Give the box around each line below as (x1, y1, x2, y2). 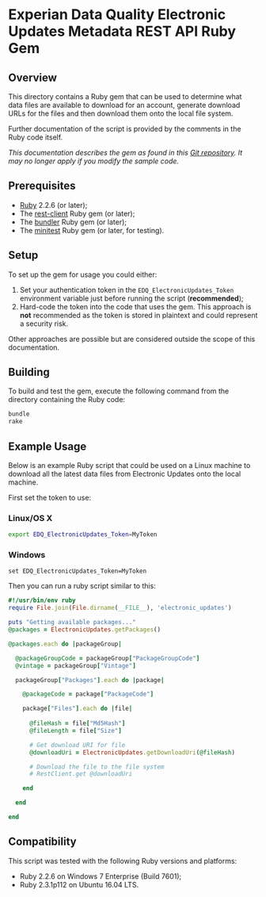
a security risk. (19, 319, 69, 328)
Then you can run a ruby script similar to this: (8, 581, 156, 591)
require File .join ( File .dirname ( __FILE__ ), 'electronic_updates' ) (8, 604, 232, 612)
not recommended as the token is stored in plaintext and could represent (19, 310, 258, 320)
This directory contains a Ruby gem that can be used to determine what (8, 92, 242, 101)
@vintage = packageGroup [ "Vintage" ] (15, 661, 136, 669)
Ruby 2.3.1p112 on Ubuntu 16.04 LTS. (19, 880, 139, 889)
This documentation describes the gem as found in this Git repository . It (8, 148, 243, 157)
